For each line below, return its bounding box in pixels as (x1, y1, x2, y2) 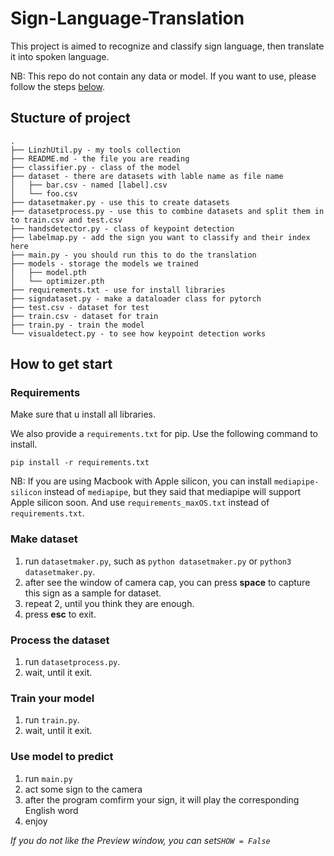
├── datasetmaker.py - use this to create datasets (10, 197, 230, 207)
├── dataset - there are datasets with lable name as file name (10, 171, 284, 181)
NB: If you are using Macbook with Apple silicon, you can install (10, 475, 272, 487)
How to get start (10, 356, 113, 373)
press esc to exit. (24, 608, 97, 620)
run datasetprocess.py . (24, 656, 121, 668)
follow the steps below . (10, 80, 106, 92)
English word (24, 804, 79, 816)
